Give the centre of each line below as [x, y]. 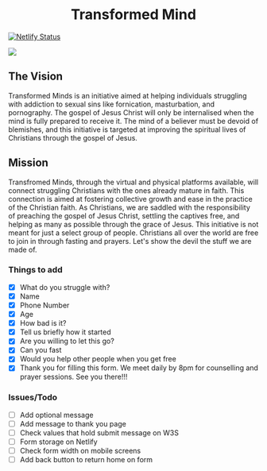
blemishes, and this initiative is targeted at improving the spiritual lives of [127, 129]
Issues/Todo [33, 397]
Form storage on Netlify [58, 442]
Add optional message [56, 415]
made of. [23, 249]
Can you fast [41, 350]
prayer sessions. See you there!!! [74, 377]
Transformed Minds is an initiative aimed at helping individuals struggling [128, 95]
